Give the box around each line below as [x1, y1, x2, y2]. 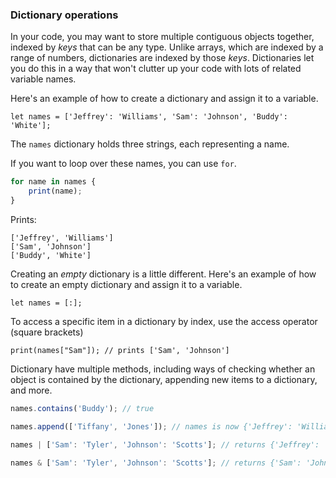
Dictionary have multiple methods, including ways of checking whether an [10, 363, 316, 375]
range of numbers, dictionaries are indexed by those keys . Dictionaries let [10, 52, 315, 64]
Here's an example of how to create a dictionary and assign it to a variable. [10, 93, 319, 105]
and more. [10, 384, 53, 396]
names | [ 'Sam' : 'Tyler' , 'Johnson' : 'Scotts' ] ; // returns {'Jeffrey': [10, 439, 320, 450]
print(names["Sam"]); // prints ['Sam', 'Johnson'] [10, 345, 230, 355]
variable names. [10, 73, 77, 85]
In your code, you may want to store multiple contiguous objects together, [10, 31, 315, 43]
